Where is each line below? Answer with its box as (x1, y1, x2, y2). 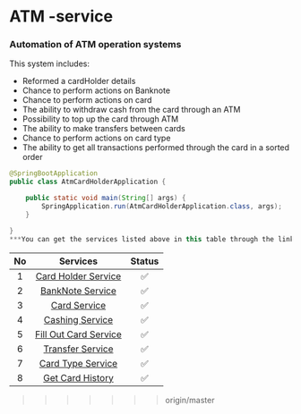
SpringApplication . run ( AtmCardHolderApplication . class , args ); (41, 202, 282, 211)
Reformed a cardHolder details (21, 76, 136, 87)
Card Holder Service (35, 270, 122, 283)
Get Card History (43, 371, 114, 384)
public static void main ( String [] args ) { (25, 194, 186, 203)
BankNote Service (39, 284, 116, 297)
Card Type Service (39, 357, 118, 369)
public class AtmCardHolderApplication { (9, 177, 167, 187)
